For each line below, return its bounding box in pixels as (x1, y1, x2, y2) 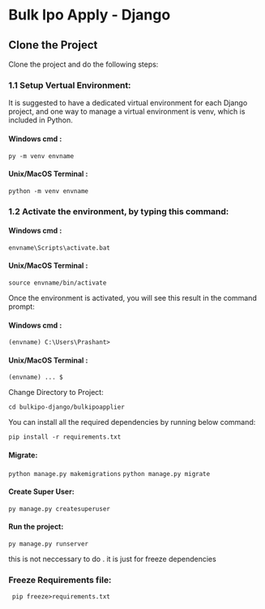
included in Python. (8, 115, 73, 125)
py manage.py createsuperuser (8, 504, 111, 513)
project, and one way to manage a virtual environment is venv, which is (8, 107, 246, 117)
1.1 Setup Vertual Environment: (8, 79, 131, 91)
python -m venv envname (8, 187, 89, 195)
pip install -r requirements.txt (8, 433, 122, 441)
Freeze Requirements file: (8, 574, 112, 585)
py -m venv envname (8, 152, 75, 160)
